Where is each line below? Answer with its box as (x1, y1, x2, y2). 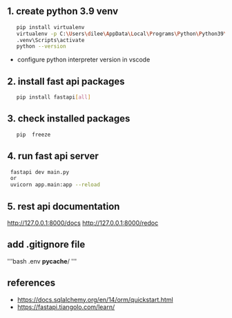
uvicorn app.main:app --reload (10, 181, 100, 188)
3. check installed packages (7, 113, 130, 125)
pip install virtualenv (16, 23, 85, 30)
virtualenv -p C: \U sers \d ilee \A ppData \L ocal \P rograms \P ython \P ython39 (16, 30, 224, 37)
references (7, 277, 56, 289)
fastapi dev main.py (10, 168, 70, 175)
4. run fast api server (7, 150, 99, 162)
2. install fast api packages (7, 75, 125, 87)
